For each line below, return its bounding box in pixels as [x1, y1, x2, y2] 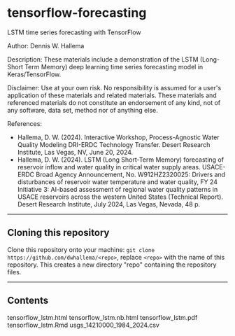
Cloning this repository [7, 227, 110, 239]
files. [7, 267, 22, 276]
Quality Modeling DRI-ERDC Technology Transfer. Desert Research [17, 140, 211, 148]
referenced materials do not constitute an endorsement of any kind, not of [7, 98, 221, 106]
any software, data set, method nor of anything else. [7, 106, 159, 114]
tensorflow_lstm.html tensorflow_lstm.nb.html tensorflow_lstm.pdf [7, 313, 198, 321]
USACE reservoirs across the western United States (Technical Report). [17, 192, 224, 201]
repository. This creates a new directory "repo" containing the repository [7, 260, 217, 269]
